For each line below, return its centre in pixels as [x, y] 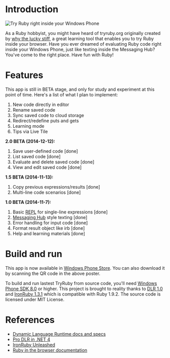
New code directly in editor [41, 104]
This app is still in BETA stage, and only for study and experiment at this [80, 89]
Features [24, 75]
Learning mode [28, 126]
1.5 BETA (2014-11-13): [29, 177]
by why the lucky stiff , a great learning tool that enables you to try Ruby [80, 39]
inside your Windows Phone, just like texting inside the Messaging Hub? [80, 49]
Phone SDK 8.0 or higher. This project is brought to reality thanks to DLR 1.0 [84, 289]
